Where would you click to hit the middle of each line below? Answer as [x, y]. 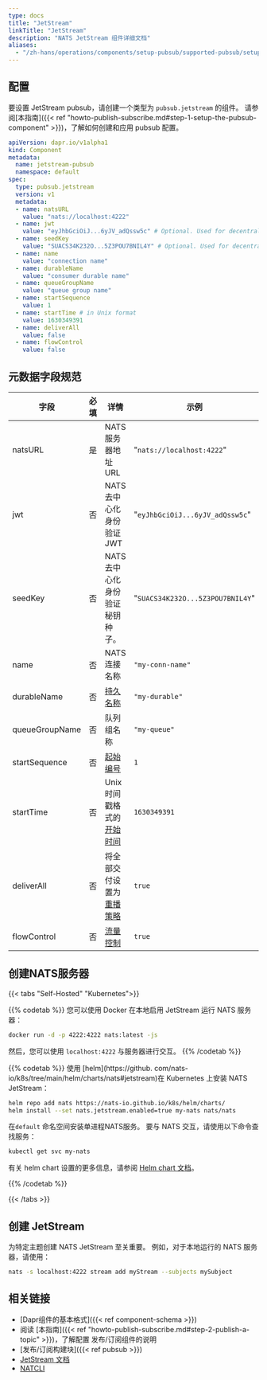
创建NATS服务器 [49, 973]
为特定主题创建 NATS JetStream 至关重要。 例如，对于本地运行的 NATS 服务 [133, 1247]
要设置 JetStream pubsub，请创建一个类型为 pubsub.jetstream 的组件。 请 [130, 108]
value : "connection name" [66, 261]
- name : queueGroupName [54, 283]
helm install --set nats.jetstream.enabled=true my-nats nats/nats [122, 1110]
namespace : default [48, 172]
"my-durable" [158, 696]
